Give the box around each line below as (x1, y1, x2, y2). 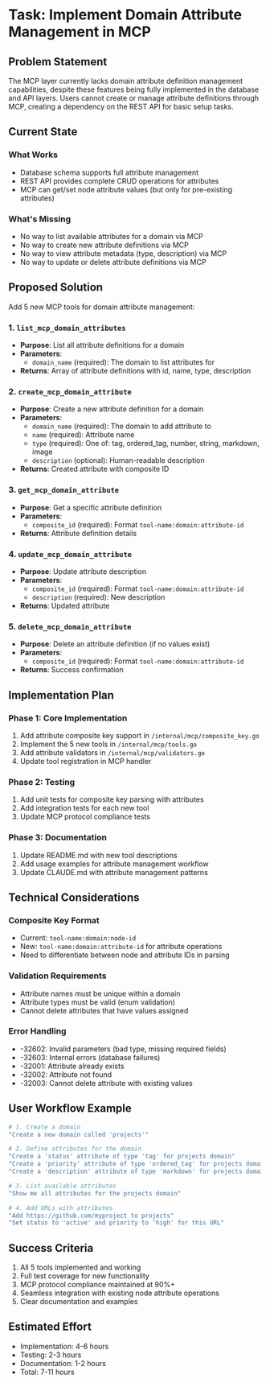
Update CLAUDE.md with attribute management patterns (19, 867, 209, 877)
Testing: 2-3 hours (19, 1350, 82, 1360)
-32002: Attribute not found (19, 1069, 112, 1080)
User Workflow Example (8, 1101, 133, 1116)
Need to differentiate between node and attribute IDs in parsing (19, 950, 231, 960)
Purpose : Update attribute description (19, 566, 147, 576)
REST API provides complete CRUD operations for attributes (19, 175, 219, 186)
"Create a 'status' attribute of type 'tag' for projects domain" (8, 1153, 235, 1161)
